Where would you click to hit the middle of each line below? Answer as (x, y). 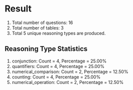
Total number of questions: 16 (42, 22)
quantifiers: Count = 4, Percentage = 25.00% (58, 66)
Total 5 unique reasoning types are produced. (59, 33)
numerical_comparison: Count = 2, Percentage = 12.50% (70, 71)
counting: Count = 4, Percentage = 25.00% (56, 77)
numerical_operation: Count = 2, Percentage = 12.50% (68, 82)
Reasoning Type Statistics (46, 49)
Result (18, 9)
